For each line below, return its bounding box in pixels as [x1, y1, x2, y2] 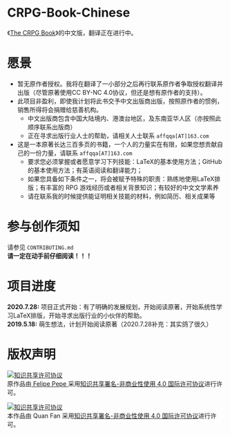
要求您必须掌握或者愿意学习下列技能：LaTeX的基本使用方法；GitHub [27, 157, 222, 165]
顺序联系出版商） [27, 122, 77, 131]
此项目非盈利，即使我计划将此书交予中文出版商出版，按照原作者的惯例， [17, 97, 223, 105]
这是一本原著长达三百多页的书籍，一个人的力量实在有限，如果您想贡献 [17, 140, 218, 148]
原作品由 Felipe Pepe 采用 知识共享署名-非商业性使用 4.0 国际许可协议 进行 [7, 379, 217, 388]
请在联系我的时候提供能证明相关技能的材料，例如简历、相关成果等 [27, 192, 215, 200]
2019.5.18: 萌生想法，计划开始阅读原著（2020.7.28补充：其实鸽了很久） [7, 320, 213, 328]
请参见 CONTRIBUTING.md [7, 243, 74, 251]
